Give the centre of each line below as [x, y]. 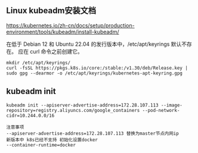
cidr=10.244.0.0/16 [30, 115]
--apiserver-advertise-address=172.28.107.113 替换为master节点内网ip [92, 133]
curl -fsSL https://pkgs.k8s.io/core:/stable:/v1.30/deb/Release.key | [97, 68]
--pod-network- [161, 110]
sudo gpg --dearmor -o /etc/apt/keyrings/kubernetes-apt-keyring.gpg [95, 73]
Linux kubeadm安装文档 [51, 11]
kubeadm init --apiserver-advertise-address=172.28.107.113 [83, 105]
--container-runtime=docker [41, 145]
